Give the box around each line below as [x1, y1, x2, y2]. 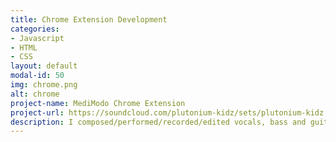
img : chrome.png [10, 80, 78, 90]
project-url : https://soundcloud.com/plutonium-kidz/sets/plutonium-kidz [10, 107, 325, 118]
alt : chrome [10, 89, 60, 99]
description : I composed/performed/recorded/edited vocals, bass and [10, 117, 307, 127]
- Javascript [10, 33, 65, 43]
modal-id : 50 [10, 71, 65, 81]
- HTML [10, 42, 38, 53]
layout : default [10, 61, 78, 71]
